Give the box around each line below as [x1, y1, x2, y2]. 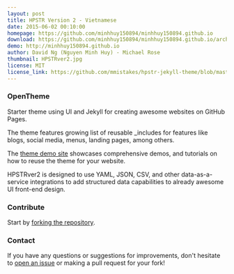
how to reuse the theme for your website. [7, 156, 126, 165]
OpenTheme [7, 91, 50, 101]
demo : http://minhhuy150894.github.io [7, 43, 120, 50]
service [7, 177, 29, 185]
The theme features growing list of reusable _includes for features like [7, 128, 208, 137]
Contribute [7, 202, 45, 212]
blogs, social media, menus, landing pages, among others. [7, 135, 175, 144]
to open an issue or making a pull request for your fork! [7, 259, 166, 267]
